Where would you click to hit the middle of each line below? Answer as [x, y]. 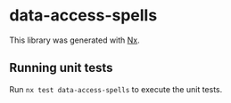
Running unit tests [61, 68]
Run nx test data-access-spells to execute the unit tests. [116, 89]
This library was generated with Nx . [74, 40]
